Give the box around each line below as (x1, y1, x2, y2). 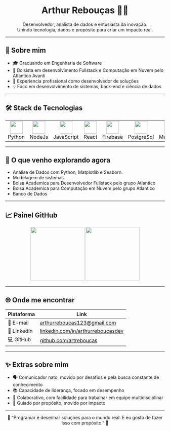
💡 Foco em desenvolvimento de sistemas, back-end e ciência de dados (12, 83, 162, 89)
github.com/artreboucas (39, 337, 98, 344)
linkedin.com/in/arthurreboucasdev (39, 328, 124, 334)
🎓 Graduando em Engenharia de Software (12, 60, 102, 66)
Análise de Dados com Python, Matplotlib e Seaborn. (12, 169, 123, 175)
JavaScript (53, 133, 79, 140)
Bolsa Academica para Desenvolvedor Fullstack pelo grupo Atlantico (12, 180, 156, 186)
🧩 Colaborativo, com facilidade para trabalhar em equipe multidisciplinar (12, 395, 163, 401)
